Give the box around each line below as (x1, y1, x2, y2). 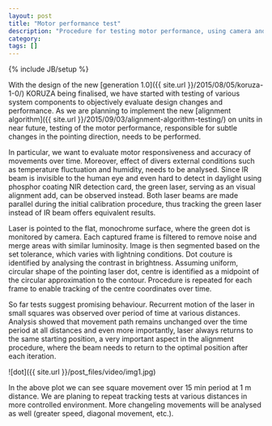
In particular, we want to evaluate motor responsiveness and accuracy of (8, 148, 251, 157)
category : (8, 34, 42, 43)
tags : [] (8, 42, 38, 50)
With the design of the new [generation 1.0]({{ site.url (8, 80, 186, 90)
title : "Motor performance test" (8, 19, 121, 28)
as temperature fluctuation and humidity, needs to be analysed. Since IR (8, 165, 249, 174)
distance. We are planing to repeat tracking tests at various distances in (8, 391, 248, 402)
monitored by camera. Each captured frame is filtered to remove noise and (8, 232, 257, 242)
